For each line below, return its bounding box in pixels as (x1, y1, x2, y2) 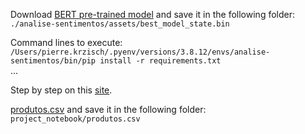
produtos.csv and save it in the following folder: (10, 104, 207, 115)
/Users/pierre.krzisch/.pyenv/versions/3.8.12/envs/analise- (10, 47, 271, 57)
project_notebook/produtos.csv (10, 114, 141, 124)
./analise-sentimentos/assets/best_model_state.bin (10, 19, 230, 29)
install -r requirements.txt (99, 56, 222, 66)
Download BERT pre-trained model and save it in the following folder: (10, 9, 296, 20)
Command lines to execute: (10, 37, 123, 48)
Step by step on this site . (10, 84, 113, 96)
